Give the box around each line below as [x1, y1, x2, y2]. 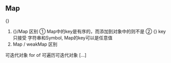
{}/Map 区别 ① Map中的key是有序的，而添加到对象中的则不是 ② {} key [12, 28, 166, 34]
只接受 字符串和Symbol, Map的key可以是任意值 [12, 34, 113, 40]
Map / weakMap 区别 [12, 41, 58, 47]
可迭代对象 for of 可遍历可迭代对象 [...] [5, 52, 87, 58]
